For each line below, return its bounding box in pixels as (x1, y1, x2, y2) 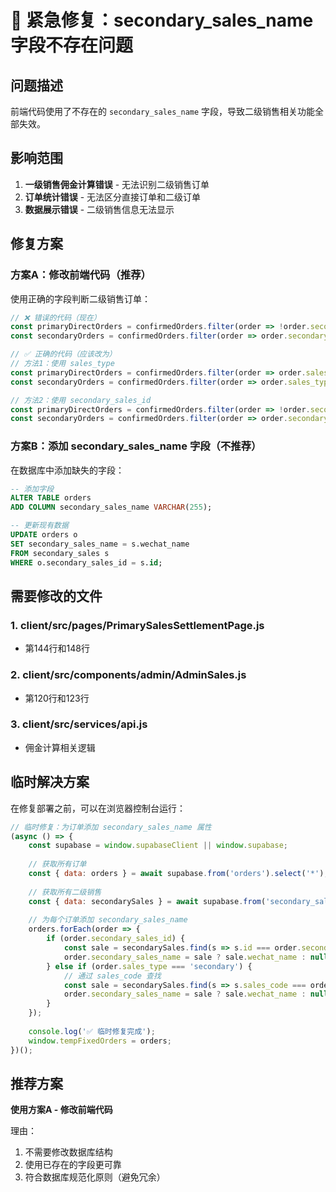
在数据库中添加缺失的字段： (10, 464, 125, 476)
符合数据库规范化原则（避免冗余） (24, 1171, 166, 1183)
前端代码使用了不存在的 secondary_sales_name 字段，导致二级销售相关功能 (10, 106, 316, 117)
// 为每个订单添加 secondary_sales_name (28, 915, 188, 925)
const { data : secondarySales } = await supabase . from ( (28, 896, 267, 906)
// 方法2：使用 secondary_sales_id (10, 395, 152, 405)
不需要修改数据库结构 (24, 1146, 113, 1158)
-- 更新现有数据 (10, 521, 69, 531)
